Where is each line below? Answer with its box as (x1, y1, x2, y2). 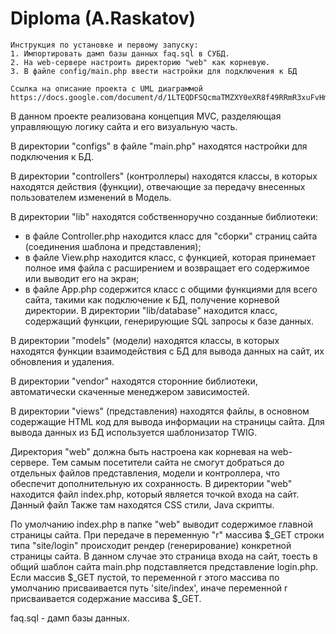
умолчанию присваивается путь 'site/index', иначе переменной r (10, 582, 288, 594)
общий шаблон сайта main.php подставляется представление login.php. (10, 560, 319, 572)
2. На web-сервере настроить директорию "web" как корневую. (10, 57, 271, 67)
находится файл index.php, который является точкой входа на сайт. (10, 488, 300, 500)
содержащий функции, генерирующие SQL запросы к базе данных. (24, 315, 315, 327)
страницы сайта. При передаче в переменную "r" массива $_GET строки (10, 528, 325, 541)
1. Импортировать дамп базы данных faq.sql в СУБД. (10, 48, 230, 59)
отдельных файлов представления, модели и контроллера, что (10, 467, 280, 479)
